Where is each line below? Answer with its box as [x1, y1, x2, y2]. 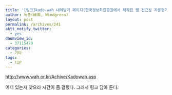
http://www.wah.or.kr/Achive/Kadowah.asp [5, 74, 97, 80]
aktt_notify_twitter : [5, 27, 52, 32]
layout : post [5, 17, 33, 22]
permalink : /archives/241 [5, 21, 61, 27]
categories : [5, 45, 31, 51]
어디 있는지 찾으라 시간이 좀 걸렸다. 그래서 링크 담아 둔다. [5, 84, 119, 90]
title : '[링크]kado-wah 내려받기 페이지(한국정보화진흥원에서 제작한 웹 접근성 [5, 7, 152, 13]
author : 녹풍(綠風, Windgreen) [5, 12, 69, 17]
